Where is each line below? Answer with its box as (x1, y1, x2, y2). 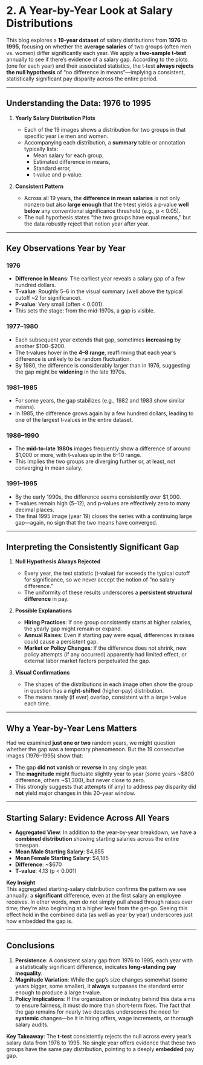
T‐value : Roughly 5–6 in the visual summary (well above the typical (14, 288, 183, 295)
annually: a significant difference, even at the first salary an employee (6, 892, 181, 899)
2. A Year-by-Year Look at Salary (6, 4, 173, 18)
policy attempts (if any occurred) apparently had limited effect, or (24, 651, 187, 658)
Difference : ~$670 (14, 861, 62, 868)
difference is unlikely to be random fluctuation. (14, 355, 131, 363)
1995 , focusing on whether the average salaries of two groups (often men (6, 43, 192, 50)
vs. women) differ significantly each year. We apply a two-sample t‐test (6, 49, 186, 56)
